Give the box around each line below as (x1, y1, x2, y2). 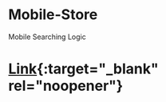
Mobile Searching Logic (8, 32, 86, 41)
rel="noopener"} (8, 77, 124, 95)
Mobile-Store (8, 6, 98, 24)
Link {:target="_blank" (8, 60, 159, 78)
